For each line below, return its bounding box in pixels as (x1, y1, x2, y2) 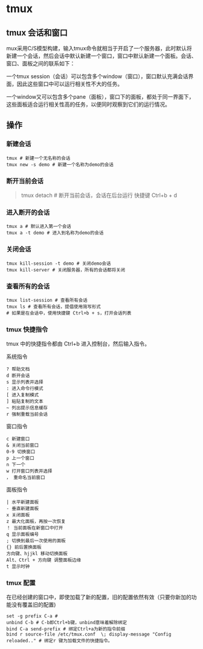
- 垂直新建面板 (6, 505, 39, 512)
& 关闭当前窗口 (6, 442, 39, 448)
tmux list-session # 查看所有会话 (6, 297, 88, 303)
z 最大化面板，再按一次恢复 (6, 519, 66, 525)
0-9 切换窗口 (6, 449, 36, 455)
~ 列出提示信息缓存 (6, 405, 48, 411)
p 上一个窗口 (6, 455, 34, 462)
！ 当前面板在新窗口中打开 (6, 525, 63, 531)
